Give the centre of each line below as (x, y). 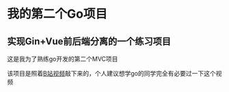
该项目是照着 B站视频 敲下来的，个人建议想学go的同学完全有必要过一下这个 (112, 73)
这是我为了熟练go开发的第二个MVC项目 (63, 59)
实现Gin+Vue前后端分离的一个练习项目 (89, 41)
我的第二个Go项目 (57, 14)
